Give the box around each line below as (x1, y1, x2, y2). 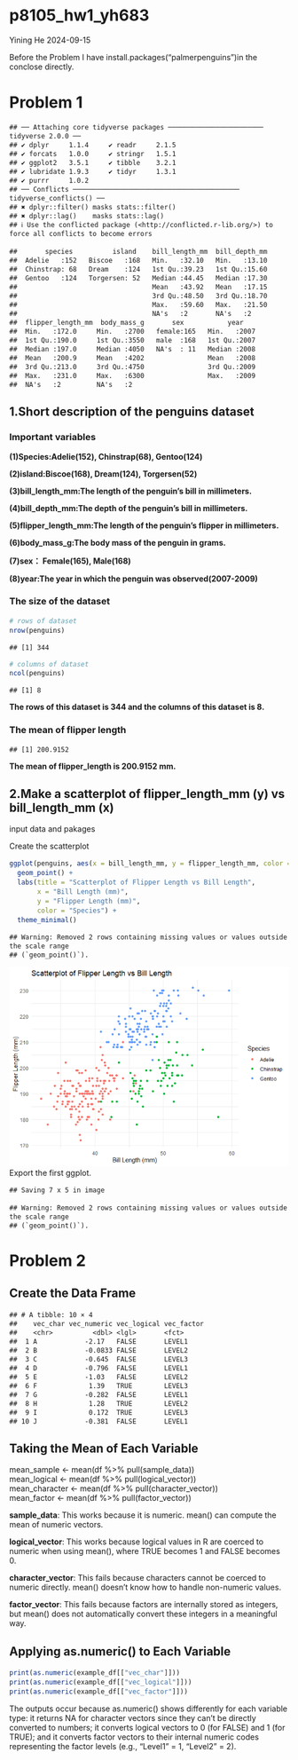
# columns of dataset (9, 659, 90, 668)
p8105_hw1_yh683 (9, 5, 150, 26)
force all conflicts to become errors (9, 229, 153, 238)
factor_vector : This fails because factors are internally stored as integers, (9, 1599, 278, 1610)
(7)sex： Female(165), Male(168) (9, 556, 131, 566)
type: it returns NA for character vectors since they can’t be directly (9, 1712, 257, 1723)
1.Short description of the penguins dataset (9, 405, 255, 420)
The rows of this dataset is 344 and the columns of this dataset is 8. (9, 702, 265, 713)
